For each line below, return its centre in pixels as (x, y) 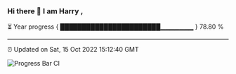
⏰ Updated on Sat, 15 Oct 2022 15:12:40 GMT (73, 50)
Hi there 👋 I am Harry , (45, 11)
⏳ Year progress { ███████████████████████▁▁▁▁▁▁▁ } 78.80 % (116, 27)
